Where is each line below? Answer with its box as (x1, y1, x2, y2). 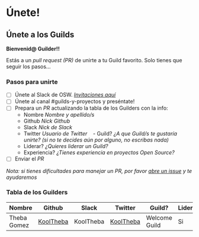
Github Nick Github (23, 117, 70, 124)
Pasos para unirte (6, 78, 58, 86)
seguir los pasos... (6, 63, 51, 70)
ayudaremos (6, 174, 37, 181)
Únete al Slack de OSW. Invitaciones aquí (14, 91, 116, 98)
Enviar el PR (14, 155, 44, 162)
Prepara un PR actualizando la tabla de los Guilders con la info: (14, 104, 168, 112)
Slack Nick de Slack (23, 124, 73, 131)
